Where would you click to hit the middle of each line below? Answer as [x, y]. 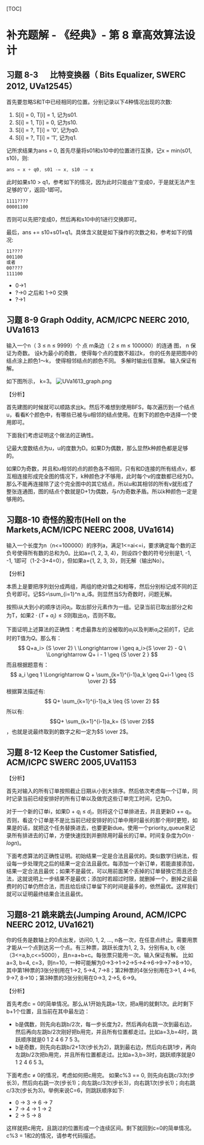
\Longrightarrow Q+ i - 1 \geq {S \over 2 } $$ [102, 655]
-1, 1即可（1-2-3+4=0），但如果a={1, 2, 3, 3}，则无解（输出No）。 [87, 560]
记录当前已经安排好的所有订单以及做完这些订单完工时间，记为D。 [93, 798]
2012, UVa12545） [42, 86]
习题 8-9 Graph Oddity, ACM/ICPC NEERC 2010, [98, 320]
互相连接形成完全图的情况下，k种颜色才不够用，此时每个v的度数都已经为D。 [102, 476]
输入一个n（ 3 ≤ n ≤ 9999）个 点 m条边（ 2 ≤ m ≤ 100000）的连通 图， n [98, 345]
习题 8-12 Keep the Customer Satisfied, [82, 752]
